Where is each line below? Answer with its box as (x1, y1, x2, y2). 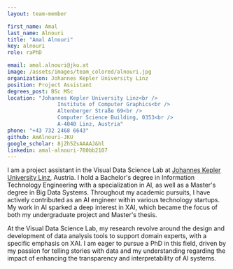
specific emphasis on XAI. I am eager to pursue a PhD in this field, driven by (7, 240, 226, 248)
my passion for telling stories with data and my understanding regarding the (7, 247, 226, 255)
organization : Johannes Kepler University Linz (7, 74, 149, 81)
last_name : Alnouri (7, 29, 64, 37)
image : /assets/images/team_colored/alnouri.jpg (7, 68, 152, 75)
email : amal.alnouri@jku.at (7, 62, 90, 69)
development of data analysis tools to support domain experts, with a (7, 232, 207, 240)
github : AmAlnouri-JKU (7, 133, 73, 140)
